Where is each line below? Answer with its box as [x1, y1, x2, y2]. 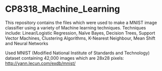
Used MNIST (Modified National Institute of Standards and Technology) [5, 50, 150, 56]
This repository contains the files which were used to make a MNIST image [5, 20, 158, 25]
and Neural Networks [5, 40, 48, 46]
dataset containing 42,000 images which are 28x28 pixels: [5, 55, 124, 61]
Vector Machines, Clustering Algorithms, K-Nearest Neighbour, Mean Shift [5, 35, 156, 41]
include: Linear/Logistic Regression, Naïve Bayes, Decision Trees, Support [5, 30, 156, 36]
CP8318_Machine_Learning [5, 3, 120, 15]
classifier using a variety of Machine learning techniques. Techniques [5, 24, 146, 30]
